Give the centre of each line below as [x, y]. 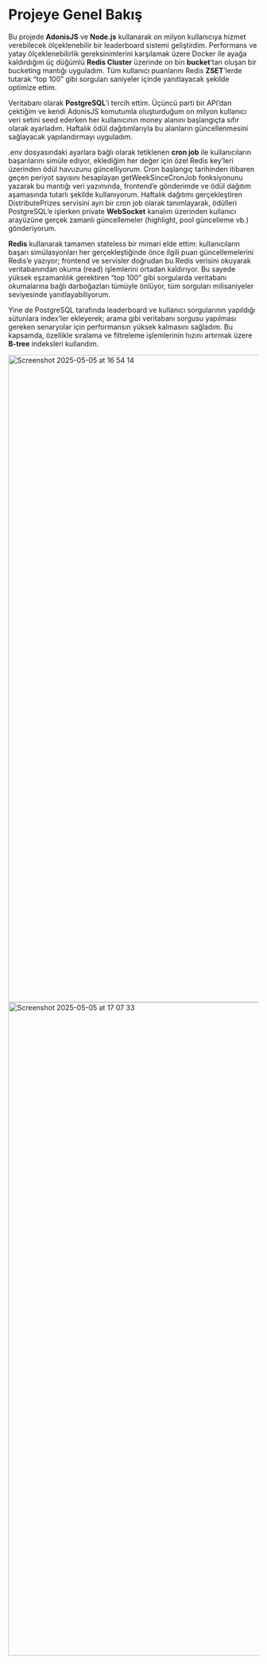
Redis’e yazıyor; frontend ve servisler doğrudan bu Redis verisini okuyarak [130, 260]
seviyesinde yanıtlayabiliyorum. [60, 294]
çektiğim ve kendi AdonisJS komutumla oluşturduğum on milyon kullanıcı [128, 111]
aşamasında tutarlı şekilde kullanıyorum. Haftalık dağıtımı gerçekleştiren [125, 194]
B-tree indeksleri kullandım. [54, 343]
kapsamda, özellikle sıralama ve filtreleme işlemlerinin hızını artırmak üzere [130, 335]
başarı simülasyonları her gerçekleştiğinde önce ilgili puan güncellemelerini [131, 252]
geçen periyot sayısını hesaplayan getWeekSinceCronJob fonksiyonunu [126, 178]
